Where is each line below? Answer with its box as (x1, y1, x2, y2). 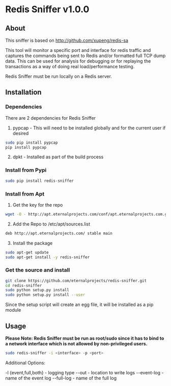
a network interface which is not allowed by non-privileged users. (5, 341, 148, 347)
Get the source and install (5, 266, 70, 273)
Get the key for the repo (12, 202, 63, 208)
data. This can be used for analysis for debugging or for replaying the (5, 58, 151, 64)
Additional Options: (5, 360, 46, 366)
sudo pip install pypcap (5, 140, 58, 145)
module (5, 307, 21, 313)
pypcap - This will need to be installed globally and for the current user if (12, 125, 166, 131)
